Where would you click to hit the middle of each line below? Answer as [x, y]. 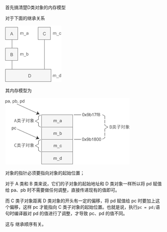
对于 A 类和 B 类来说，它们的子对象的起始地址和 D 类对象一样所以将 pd [78, 184]
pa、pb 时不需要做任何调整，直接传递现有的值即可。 [65, 190]
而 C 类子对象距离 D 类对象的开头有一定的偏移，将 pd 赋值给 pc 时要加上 [80, 201]
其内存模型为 [18, 90]
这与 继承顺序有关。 [26, 224]
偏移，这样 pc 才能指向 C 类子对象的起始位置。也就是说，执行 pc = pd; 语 [85, 207]
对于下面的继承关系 [25, 18]
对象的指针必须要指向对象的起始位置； [45, 173]
